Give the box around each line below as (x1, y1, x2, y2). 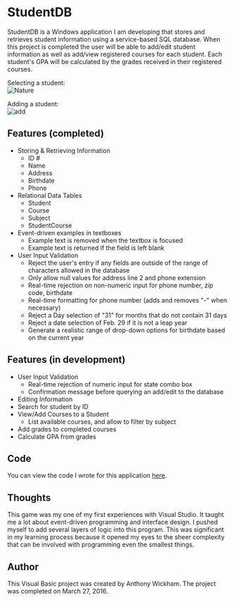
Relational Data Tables (17, 191, 82, 199)
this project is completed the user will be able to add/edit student (7, 42, 195, 51)
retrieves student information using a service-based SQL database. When (7, 35, 221, 43)
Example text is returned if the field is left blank (27, 244, 165, 252)
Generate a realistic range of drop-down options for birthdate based (27, 325, 226, 334)
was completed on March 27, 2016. (7, 587, 108, 595)
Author (7, 560, 39, 572)
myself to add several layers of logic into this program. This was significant (7, 525, 224, 534)
